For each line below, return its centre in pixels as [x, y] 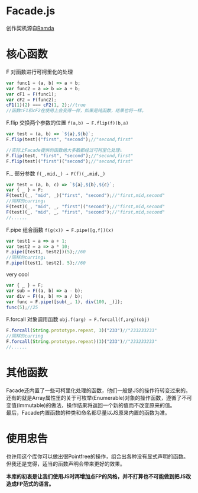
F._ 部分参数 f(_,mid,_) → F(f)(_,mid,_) [56, 173]
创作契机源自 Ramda [30, 28]
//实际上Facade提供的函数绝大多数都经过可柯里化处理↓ [64, 150]
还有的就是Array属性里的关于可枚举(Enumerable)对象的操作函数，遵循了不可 [99, 397]
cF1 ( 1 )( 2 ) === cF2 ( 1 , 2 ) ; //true [46, 105]
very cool [18, 274]
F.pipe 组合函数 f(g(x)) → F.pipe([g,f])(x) [60, 230]
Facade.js [31, 11]
